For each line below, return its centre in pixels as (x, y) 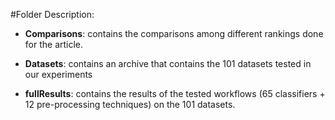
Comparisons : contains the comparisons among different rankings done (174, 33)
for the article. (54, 44)
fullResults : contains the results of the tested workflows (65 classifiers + (175, 93)
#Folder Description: (52, 14)
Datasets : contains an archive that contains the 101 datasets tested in (168, 63)
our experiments (58, 74)
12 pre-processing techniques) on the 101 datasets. (130, 104)
